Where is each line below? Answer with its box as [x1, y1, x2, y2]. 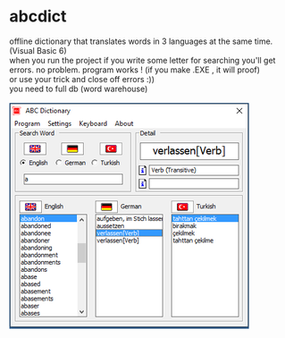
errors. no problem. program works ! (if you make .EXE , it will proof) [9, 64, 261, 75]
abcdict [9, 6, 67, 27]
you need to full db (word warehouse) [9, 83, 148, 94]
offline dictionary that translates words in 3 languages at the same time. [9, 36, 273, 46]
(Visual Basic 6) [9, 45, 67, 55]
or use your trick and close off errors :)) [9, 73, 155, 84]
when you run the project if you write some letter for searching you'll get [9, 55, 276, 65]
